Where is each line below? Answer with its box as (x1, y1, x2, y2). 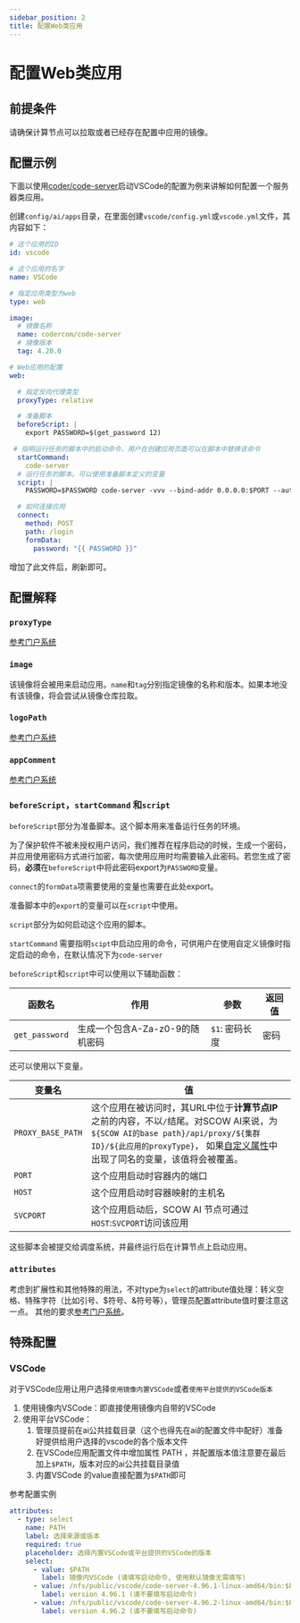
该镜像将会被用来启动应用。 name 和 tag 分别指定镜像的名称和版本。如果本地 (9, 679, 280, 689)
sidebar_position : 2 (9, 13, 87, 22)
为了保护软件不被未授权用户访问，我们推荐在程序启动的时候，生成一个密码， (9, 840, 291, 850)
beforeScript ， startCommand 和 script (9, 799, 171, 811)
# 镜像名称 (17, 321, 53, 331)
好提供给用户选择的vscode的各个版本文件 (35, 1436, 188, 1447)
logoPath (9, 713, 47, 723)
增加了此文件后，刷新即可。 (9, 561, 112, 572)
